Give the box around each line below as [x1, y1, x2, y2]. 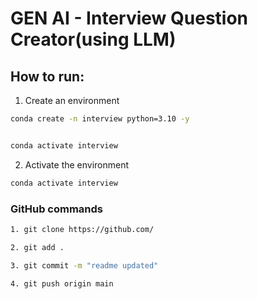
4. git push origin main [10, 278, 114, 289]
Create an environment [24, 95, 120, 106]
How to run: [10, 68, 85, 85]
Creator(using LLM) [10, 28, 177, 51]
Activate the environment [24, 158, 130, 171]
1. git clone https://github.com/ [10, 224, 155, 234]
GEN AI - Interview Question [10, 7, 249, 30]
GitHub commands [10, 202, 104, 216]
